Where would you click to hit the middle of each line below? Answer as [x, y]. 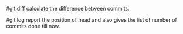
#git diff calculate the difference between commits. [68, 8]
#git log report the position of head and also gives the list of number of [91, 20]
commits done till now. [33, 26]
